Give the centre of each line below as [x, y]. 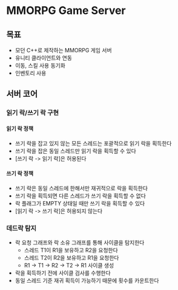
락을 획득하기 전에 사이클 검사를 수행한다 [63, 273]
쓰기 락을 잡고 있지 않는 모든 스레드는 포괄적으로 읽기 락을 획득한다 [93, 143]
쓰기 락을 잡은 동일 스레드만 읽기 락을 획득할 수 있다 [75, 151]
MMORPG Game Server [66, 11]
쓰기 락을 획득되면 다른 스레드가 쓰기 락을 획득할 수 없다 [81, 196]
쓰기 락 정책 [20, 173]
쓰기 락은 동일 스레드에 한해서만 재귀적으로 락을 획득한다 [81, 188]
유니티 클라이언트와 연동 [44, 58]
